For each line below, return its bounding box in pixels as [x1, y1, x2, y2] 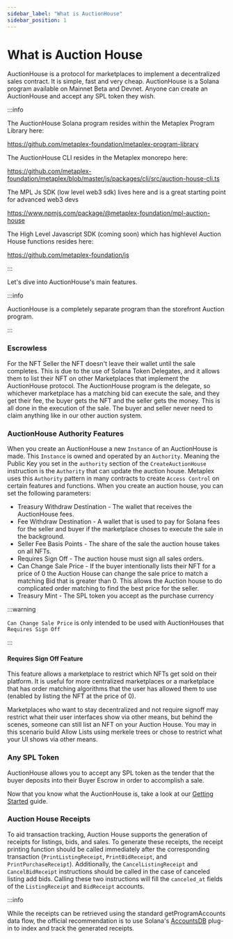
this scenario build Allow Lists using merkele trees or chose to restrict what [7, 727, 223, 737]
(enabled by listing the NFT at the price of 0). [7, 692, 136, 700]
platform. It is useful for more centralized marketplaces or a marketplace [7, 677, 215, 686]
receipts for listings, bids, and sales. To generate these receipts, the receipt [7, 837, 224, 845]
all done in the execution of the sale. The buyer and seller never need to [7, 404, 214, 412]
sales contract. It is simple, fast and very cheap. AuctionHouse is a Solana [7, 77, 220, 86]
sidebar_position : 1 [7, 17, 67, 24]
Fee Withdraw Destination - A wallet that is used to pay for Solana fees [17, 517, 220, 526]
